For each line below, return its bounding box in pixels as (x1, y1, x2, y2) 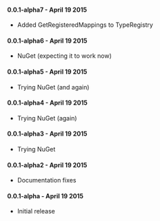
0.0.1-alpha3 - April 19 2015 (7, 129, 88, 138)
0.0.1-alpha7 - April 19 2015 (7, 6, 88, 14)
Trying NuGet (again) (17, 114, 77, 122)
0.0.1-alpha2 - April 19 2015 (7, 160, 88, 169)
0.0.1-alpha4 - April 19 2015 (7, 98, 88, 107)
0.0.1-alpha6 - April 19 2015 (7, 36, 88, 45)
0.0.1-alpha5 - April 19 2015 (7, 67, 88, 76)
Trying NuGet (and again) (17, 83, 90, 91)
